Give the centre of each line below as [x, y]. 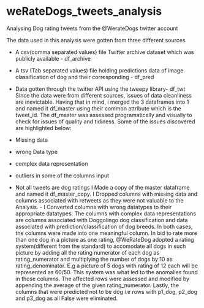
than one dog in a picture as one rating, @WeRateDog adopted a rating [104, 239]
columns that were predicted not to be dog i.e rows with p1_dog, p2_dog [106, 291]
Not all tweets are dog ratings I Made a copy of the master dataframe [102, 187]
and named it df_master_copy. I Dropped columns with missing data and [106, 194]
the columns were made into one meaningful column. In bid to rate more [106, 233]
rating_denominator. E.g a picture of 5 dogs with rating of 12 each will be [106, 266]
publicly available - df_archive [53, 58]
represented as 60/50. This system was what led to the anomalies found [106, 272]
